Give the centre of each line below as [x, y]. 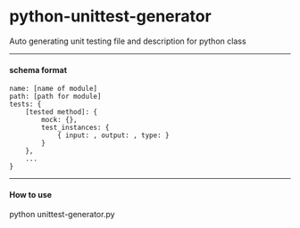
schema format [38, 69]
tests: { [25, 104]
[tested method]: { [62, 112]
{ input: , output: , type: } [113, 135]
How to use [30, 194]
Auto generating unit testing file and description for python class [128, 41]
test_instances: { [75, 128]
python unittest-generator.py [62, 215]
